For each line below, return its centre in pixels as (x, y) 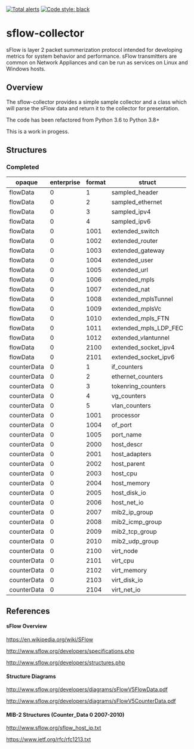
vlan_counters (131, 406)
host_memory (131, 483)
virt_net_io (126, 590)
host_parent (128, 464)
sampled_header (135, 193)
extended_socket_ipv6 (143, 357)
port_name (127, 435)
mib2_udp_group (135, 541)
